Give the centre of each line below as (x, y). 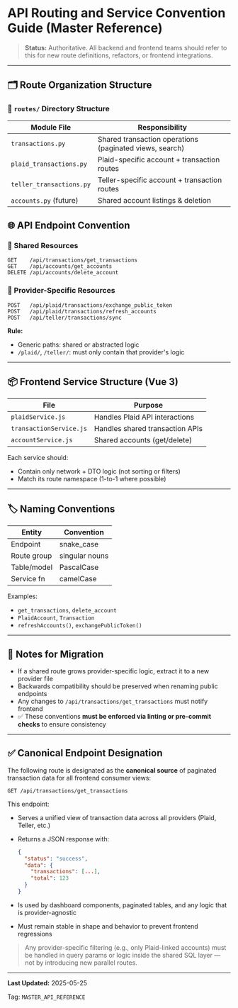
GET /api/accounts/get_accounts (60, 267)
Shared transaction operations (148, 139)
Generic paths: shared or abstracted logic (78, 345)
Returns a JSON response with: (63, 839)
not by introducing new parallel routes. (81, 963)
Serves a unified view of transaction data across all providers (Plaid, (117, 817)
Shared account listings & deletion (154, 200)
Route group (32, 556)
